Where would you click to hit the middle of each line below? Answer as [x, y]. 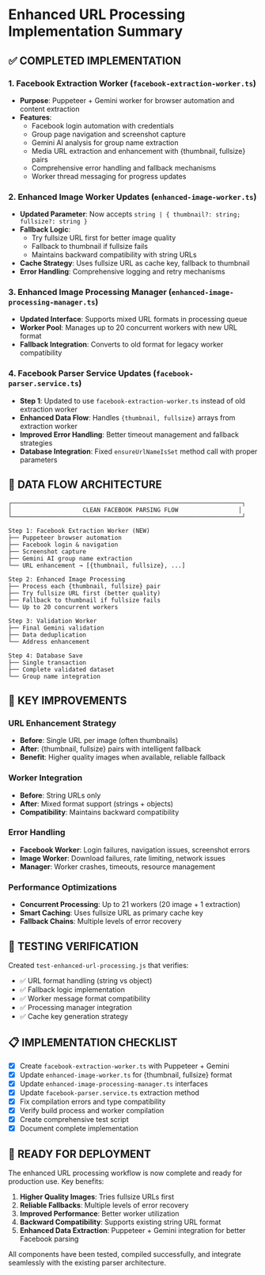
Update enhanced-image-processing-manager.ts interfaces [114, 1083]
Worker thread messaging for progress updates [109, 176]
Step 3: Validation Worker [53, 621]
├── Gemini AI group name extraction [70, 558]
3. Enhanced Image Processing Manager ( [90, 293]
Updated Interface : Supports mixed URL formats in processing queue [133, 320]
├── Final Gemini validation [56, 628]
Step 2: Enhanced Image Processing [67, 579]
